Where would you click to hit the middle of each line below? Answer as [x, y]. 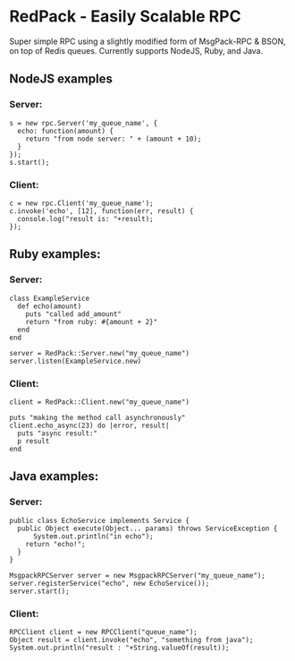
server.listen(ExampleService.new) [76, 361]
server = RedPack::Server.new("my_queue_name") [100, 353]
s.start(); [29, 162]
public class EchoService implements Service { [100, 520]
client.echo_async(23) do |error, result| [89, 425]
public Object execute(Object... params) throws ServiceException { [147, 528]
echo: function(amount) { [66, 131]
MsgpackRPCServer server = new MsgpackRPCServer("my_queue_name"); [138, 575]
